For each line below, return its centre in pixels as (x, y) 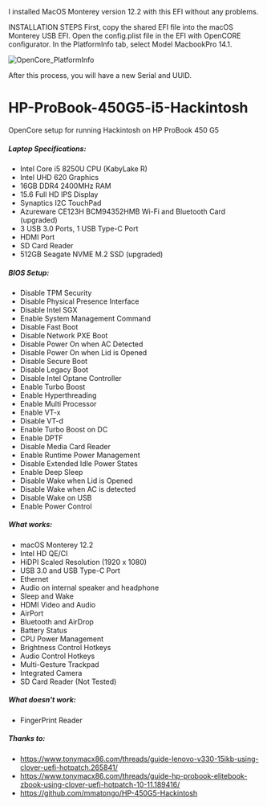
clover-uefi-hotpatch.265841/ (69, 767)
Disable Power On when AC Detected (81, 344)
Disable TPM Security (56, 293)
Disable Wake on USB (56, 497)
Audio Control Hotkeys (57, 656)
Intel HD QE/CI (44, 553)
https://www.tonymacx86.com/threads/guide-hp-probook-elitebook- (133, 775)
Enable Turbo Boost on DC (64, 429)
